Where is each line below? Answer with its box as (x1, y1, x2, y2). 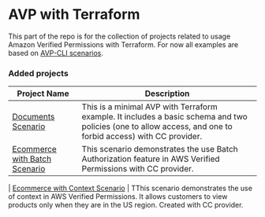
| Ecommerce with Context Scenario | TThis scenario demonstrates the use (8, 183, 252, 193)
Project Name (17, 88, 69, 99)
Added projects (8, 68, 69, 79)
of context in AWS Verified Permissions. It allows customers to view (8, 192, 228, 201)
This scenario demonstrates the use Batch (81, 144, 238, 155)
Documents (12, 112, 55, 123)
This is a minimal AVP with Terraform (81, 101, 218, 112)
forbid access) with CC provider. (81, 131, 203, 142)
